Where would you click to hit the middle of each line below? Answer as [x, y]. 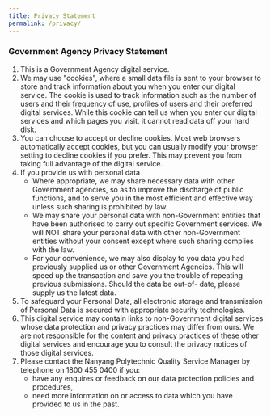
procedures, [53, 387]
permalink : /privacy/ [45, 23]
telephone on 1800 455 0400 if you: [80, 369]
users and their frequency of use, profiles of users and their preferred [136, 103]
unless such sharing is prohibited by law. [100, 206]
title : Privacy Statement [52, 16]
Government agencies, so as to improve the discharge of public [138, 189]
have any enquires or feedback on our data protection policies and [143, 378]
